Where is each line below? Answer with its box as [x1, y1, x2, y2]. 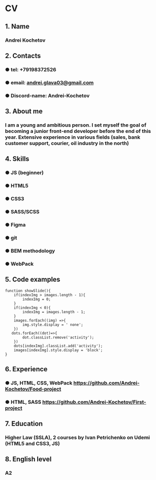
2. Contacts [5, 51, 41, 60]
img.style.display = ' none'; [22, 322, 83, 327]
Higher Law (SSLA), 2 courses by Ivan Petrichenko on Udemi [5, 434, 150, 441]
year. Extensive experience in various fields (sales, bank [5, 134, 140, 141]
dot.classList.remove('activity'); [22, 335, 94, 340]
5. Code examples [5, 275, 61, 284]
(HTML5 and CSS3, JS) [5, 440, 60, 447]
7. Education [5, 420, 43, 428]
